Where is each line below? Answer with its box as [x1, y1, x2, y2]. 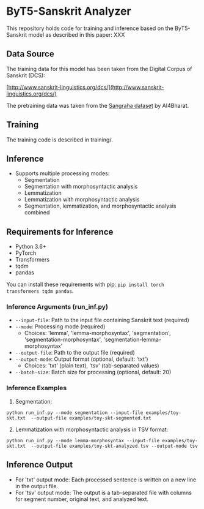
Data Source [6, 49, 54, 59]
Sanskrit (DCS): [6, 72, 46, 79]
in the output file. [15, 482, 59, 489]
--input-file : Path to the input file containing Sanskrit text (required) [15, 317, 189, 324]
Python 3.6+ [15, 243, 47, 251]
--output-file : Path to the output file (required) [15, 349, 136, 356]
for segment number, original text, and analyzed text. [15, 495, 148, 503]
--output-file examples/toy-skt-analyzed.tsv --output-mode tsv [31, 443, 199, 449]
